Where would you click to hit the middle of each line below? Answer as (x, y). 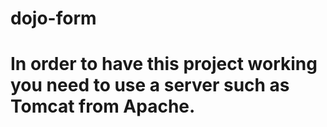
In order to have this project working (164, 64)
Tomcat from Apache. (103, 106)
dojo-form (53, 18)
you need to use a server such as (150, 85)
